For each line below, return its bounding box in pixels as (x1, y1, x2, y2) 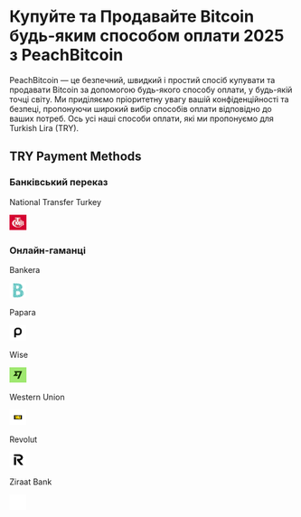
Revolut (9, 434, 38, 445)
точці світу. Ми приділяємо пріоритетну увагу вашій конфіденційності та (9, 93, 289, 105)
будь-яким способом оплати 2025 (9, 25, 285, 46)
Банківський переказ (9, 176, 108, 189)
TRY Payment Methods (9, 149, 142, 164)
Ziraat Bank (9, 476, 52, 487)
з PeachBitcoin (9, 45, 124, 65)
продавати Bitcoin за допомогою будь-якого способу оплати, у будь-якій (9, 84, 293, 95)
